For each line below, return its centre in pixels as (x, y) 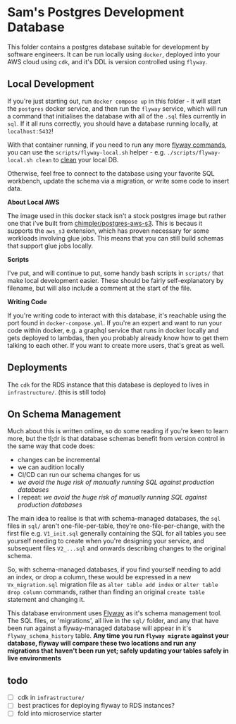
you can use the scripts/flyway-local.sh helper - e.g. (86, 152)
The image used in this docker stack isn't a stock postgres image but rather (117, 215)
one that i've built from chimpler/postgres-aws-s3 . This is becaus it (105, 223)
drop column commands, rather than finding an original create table (106, 592)
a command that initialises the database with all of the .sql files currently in (117, 116)
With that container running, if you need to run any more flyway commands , (117, 145)
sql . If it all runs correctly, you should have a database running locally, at (113, 123)
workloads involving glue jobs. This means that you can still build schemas (116, 238)
